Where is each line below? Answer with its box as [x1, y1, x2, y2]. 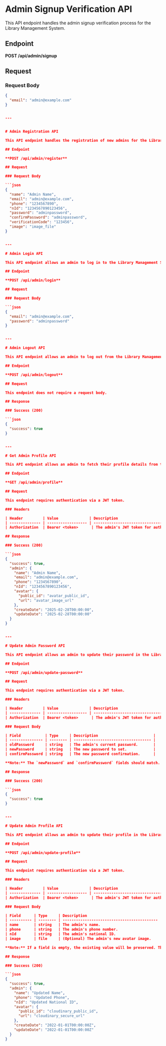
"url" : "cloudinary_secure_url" [18, 1013, 85, 1019]
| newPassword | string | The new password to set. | [5, 747, 156, 752]
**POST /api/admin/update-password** [5, 670, 83, 675]
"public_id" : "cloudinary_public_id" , [18, 1009, 98, 1014]
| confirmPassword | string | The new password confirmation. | [5, 751, 156, 757]
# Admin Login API [5, 251, 43, 256]
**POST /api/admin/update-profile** [5, 850, 81, 855]
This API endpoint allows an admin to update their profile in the [5, 832, 147, 837]
